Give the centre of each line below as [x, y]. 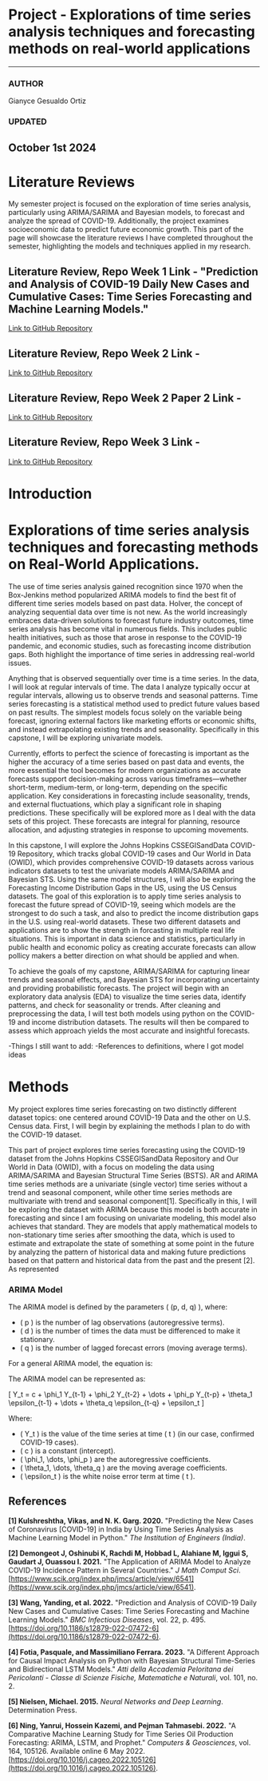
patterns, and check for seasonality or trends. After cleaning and [114, 1005]
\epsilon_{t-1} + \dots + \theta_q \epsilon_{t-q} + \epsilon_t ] [106, 1403]
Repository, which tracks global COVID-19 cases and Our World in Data [134, 854]
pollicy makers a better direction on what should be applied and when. [124, 955]
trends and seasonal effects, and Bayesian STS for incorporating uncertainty [134, 979]
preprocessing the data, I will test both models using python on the [118, 1014]
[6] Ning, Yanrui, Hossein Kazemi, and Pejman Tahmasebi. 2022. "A [122, 1725]
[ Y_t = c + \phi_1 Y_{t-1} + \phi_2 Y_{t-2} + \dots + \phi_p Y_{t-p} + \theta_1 [130, 1395]
